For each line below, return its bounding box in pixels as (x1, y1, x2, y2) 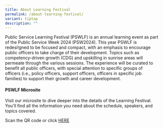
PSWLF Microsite (5, 86, 41, 93)
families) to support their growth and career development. (5, 76, 121, 82)
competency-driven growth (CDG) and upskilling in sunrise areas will (5, 55, 143, 61)
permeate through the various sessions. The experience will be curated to (5, 60, 153, 66)
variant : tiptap (5, 16, 38, 21)
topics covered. (5, 108, 36, 114)
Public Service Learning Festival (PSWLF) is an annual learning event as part (5, 34, 159, 40)
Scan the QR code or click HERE (5, 118, 70, 124)
